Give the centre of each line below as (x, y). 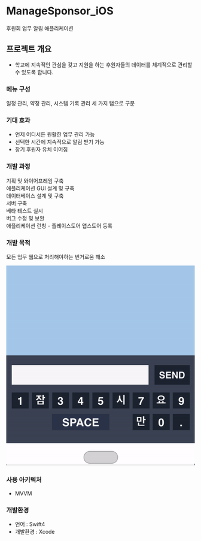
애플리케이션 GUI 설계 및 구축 (40, 188)
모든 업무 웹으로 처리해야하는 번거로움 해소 (56, 256)
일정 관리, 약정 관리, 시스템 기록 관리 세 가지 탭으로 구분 (71, 104)
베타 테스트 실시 (25, 210)
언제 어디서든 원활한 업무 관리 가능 (55, 135)
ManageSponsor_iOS (60, 11)
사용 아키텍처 (24, 480)
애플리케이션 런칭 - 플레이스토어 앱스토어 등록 (59, 225)
